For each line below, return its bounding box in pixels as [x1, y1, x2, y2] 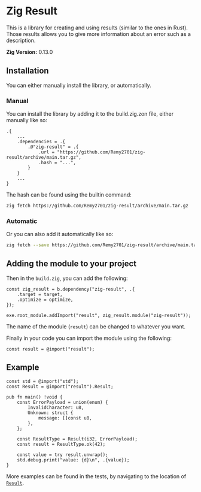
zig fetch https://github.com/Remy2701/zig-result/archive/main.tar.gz [6, 203, 188, 209]
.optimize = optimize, [17, 297, 74, 303]
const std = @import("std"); [6, 378, 79, 384]
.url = [38, 149, 55, 155]
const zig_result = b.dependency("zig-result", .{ [6, 286, 135, 292]
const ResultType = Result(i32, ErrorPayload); [17, 436, 138, 442]
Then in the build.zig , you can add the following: [6, 274, 128, 282]
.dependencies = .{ [17, 139, 66, 145]
